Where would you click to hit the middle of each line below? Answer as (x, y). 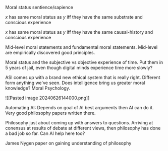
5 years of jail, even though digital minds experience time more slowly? (79, 68)
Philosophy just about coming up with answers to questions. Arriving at (79, 123)
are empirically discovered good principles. (50, 53)
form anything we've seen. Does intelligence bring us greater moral (75, 83)
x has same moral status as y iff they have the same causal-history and (79, 32)
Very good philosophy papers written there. (50, 113)
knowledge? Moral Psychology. (38, 88)
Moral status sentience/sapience (39, 7)
